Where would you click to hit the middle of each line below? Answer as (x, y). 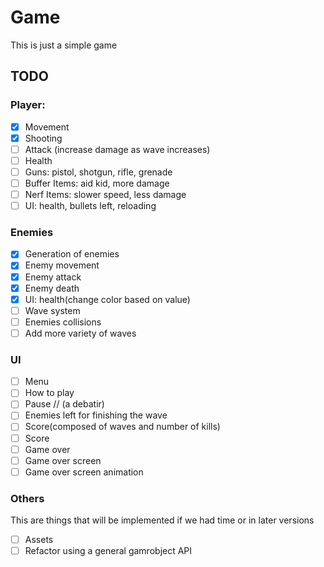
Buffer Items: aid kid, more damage (97, 183)
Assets (39, 540)
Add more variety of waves (80, 333)
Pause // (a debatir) (64, 404)
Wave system (52, 310)
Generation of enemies (72, 254)
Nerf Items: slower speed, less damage (105, 194)
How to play (49, 393)
